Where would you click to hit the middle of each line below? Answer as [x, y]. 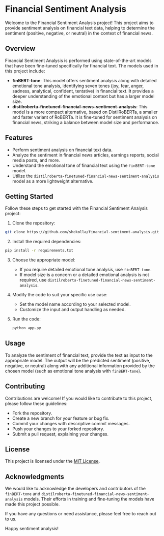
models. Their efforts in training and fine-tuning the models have [89, 499]
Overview [20, 48]
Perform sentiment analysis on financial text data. [62, 150]
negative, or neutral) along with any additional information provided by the [80, 366]
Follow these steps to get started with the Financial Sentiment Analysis [77, 208]
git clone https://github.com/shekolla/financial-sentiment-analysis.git [82, 232]
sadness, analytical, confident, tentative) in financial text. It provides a [83, 91]
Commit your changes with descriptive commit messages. [71, 423]
